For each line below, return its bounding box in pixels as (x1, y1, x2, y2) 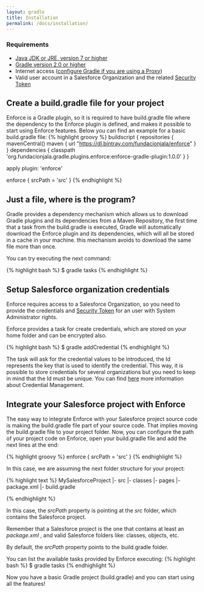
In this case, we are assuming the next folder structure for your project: (6, 464, 185, 472)
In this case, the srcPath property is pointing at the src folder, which (6, 507, 177, 514)
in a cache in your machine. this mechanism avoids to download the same (6, 236, 192, 244)
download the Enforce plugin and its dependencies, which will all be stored (6, 230, 194, 237)
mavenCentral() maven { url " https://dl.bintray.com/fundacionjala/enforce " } (6, 140, 197, 147)
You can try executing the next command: (6, 254, 111, 262)
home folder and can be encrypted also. (6, 332, 107, 339)
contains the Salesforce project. (6, 513, 86, 521)
